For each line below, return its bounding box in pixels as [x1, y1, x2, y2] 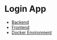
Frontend [11, 24, 30, 30]
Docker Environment [11, 29, 52, 35]
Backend [11, 19, 29, 25]
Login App [4, 3, 46, 14]
